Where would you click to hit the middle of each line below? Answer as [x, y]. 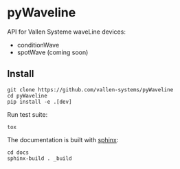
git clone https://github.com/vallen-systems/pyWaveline [90, 90]
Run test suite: [27, 114]
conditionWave [38, 45]
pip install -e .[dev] [40, 102]
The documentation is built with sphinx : [63, 139]
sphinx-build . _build [40, 158]
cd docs [18, 153]
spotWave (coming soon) [53, 52]
